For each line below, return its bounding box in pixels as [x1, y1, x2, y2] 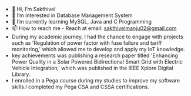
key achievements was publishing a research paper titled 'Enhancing [11, 52, 178, 59]
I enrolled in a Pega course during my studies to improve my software [11, 77, 180, 84]
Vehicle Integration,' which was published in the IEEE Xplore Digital [11, 65, 173, 71]
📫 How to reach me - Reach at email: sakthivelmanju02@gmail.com [11, 25, 177, 32]
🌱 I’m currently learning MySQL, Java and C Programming [11, 18, 152, 25]
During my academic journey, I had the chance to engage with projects [11, 33, 183, 40]
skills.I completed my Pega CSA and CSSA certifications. [11, 83, 149, 90]
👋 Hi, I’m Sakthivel [11, 6, 56, 12]
